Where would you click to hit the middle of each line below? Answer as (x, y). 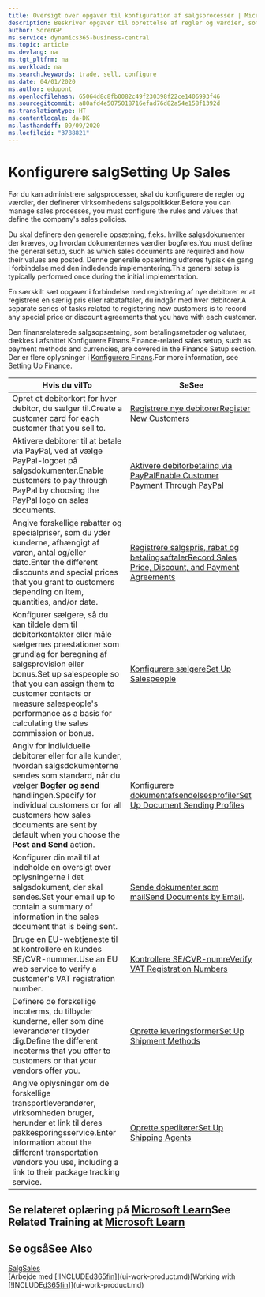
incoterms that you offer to (62, 1051)
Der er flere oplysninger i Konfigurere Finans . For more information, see (123, 357)
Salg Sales (24, 1268)
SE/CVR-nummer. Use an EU (65, 958)
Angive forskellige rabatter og (67, 523)
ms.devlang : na (33, 52)
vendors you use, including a (65, 1162)
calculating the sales (50, 723)
